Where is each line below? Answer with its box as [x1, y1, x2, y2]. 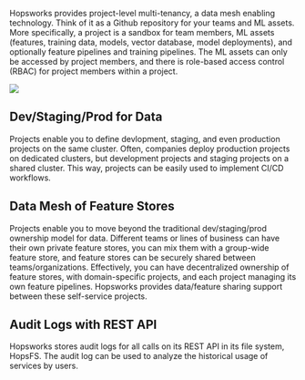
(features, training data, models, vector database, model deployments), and [9, 36, 293, 47]
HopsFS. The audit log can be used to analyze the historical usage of [9, 351, 269, 362]
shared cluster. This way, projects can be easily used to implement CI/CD [9, 162, 284, 173]
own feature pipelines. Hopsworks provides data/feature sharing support [9, 281, 283, 292]
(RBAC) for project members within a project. [9, 66, 178, 77]
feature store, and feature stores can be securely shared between [9, 252, 257, 262]
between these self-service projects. [9, 291, 147, 302]
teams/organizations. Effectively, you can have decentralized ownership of [9, 262, 290, 272]
